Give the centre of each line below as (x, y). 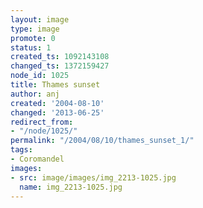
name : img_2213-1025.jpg (71, 187)
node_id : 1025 (40, 76)
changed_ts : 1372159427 (60, 66)
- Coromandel (37, 159)
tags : (21, 150)
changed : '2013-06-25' (57, 112)
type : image (35, 29)
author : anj (35, 94)
